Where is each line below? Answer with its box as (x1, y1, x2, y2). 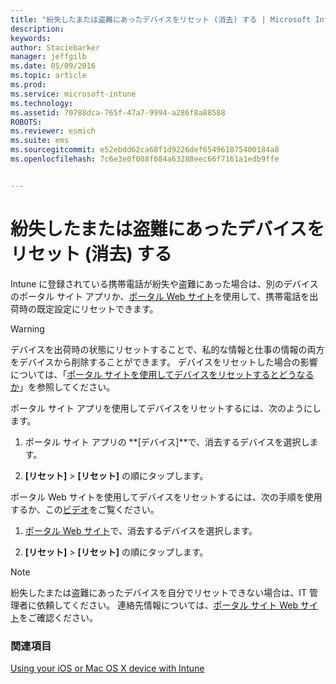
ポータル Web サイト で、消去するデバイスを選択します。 (24, 524, 258, 536)
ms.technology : (10, 98, 74, 108)
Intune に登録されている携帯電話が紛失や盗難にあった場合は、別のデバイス (10, 277, 319, 290)
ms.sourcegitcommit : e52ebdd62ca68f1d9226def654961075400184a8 (10, 145, 280, 155)
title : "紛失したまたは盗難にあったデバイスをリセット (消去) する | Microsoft (10, 14, 312, 25)
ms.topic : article (10, 71, 87, 81)
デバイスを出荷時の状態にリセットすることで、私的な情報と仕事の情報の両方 (10, 343, 325, 355)
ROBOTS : (10, 117, 43, 127)
